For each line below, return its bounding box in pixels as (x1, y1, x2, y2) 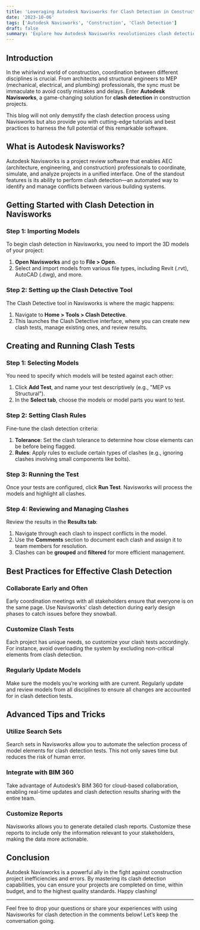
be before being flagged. (14, 443, 76, 450)
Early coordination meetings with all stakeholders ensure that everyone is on (6, 597, 193, 605)
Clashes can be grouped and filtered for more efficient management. (14, 549, 186, 556)
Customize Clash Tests (6, 625, 74, 633)
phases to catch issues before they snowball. (6, 610, 117, 617)
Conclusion (6, 853, 50, 863)
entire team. (6, 794, 36, 801)
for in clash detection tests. (6, 692, 73, 699)
